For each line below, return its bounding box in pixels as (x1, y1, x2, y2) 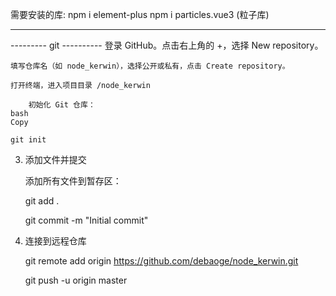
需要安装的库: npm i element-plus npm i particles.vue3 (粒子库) (10, 9, 270, 20)
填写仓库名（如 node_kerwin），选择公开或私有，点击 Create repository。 (10, 61, 290, 71)
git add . (24, 195, 60, 207)
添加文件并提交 (24, 154, 87, 165)
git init (10, 135, 47, 145)
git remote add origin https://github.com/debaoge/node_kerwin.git (24, 255, 299, 267)
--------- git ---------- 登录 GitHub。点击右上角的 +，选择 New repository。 (10, 39, 324, 51)
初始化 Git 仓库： (28, 100, 96, 110)
